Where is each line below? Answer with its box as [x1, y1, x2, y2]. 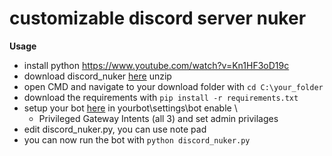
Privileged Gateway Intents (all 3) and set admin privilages [38, 112, 279, 124]
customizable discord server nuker [9, 7, 307, 30]
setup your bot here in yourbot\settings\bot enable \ [23, 102, 238, 114]
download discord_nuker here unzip [23, 70, 172, 82]
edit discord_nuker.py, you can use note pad [23, 123, 207, 135]
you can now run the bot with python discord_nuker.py [23, 133, 251, 146]
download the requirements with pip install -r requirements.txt [23, 91, 299, 103]
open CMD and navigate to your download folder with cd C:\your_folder [23, 80, 324, 92]
